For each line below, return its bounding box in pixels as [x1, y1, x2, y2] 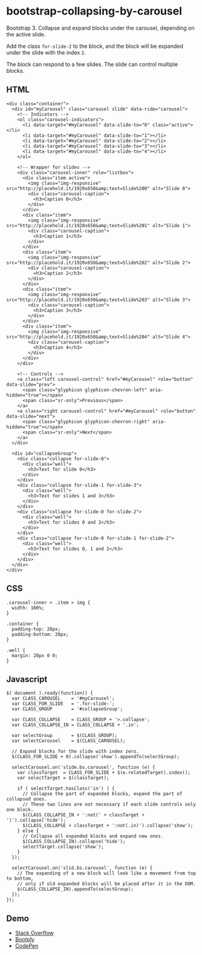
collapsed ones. [6, 796, 47, 802]
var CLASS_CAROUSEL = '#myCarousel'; [11, 695, 115, 702]
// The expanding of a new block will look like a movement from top [17, 870, 197, 876]
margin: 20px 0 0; [11, 652, 59, 658]
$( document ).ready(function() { [6, 690, 94, 696]
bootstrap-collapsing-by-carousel [6, 4, 183, 18]
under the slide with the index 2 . [6, 48, 86, 56]
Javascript [6, 674, 48, 684]
